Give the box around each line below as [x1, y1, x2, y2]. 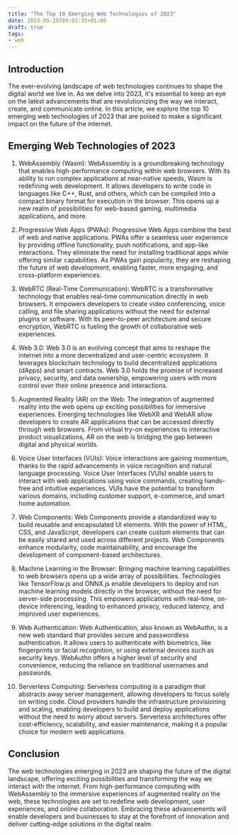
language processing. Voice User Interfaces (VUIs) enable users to [18, 469, 214, 477]
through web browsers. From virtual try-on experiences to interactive [18, 425, 220, 433]
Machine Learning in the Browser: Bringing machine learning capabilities [18, 564, 231, 573]
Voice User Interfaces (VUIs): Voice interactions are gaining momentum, [18, 453, 229, 462]
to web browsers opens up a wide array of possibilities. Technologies [18, 572, 221, 580]
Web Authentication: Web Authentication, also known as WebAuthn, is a [18, 623, 228, 631]
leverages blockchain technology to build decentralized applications [18, 358, 217, 367]
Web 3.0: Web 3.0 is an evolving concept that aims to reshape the [18, 343, 211, 352]
